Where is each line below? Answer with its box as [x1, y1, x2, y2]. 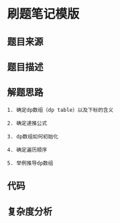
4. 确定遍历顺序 [7, 146, 47, 153]
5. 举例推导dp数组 [7, 159, 53, 167]
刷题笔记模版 [7, 6, 80, 22]
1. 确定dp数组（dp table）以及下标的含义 [7, 106, 114, 113]
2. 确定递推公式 [7, 119, 47, 127]
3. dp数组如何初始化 [7, 133, 59, 140]
